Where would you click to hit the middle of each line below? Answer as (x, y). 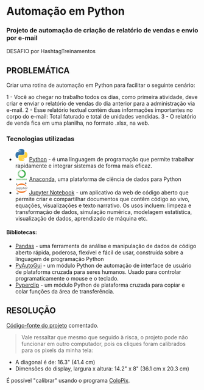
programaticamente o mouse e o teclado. (67, 278)
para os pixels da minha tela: (57, 350)
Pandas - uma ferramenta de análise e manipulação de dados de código (106, 246)
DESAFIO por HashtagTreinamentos (51, 51)
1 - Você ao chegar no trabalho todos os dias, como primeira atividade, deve (102, 97)
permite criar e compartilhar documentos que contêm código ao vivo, (102, 199)
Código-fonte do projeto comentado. (52, 325)
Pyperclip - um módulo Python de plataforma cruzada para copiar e (100, 285)
